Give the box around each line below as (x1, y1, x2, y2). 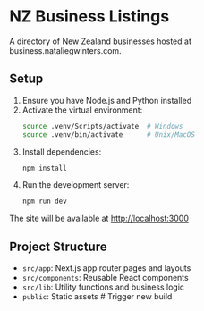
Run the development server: (21, 180, 130, 190)
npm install (21, 164, 67, 172)
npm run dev (21, 197, 67, 206)
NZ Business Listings (9, 6, 170, 27)
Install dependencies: (21, 146, 102, 157)
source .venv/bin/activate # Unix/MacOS (21, 130, 195, 139)
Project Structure (9, 239, 107, 254)
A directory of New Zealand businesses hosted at (9, 36, 192, 46)
